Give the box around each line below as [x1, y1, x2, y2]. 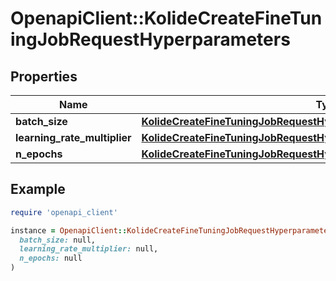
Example [10, 181, 66, 198]
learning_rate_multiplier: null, [19, 244, 159, 254]
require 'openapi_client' [10, 207, 118, 217]
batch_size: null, [19, 235, 97, 245]
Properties [10, 68, 78, 85]
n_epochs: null [19, 253, 83, 264]
